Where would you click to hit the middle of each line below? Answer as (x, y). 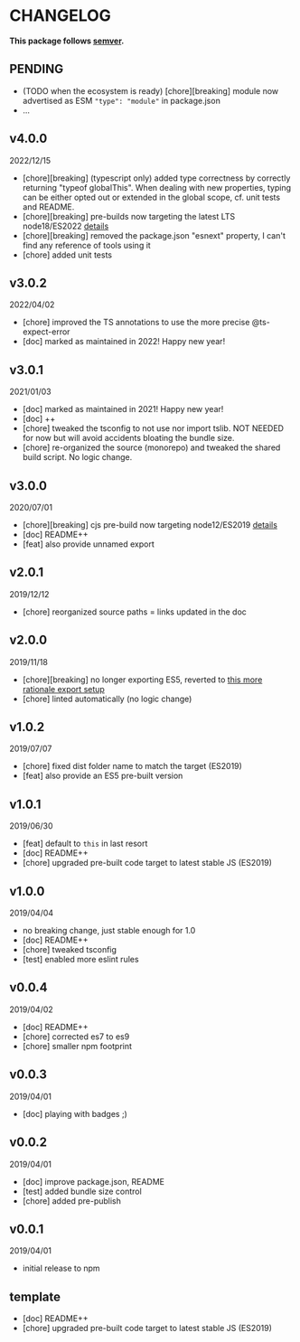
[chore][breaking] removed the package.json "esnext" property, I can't (154, 235)
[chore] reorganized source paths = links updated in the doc (134, 612)
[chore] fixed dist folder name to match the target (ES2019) (132, 766)
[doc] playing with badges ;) (75, 1113)
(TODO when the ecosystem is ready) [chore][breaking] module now (150, 90)
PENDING (37, 69)
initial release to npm (61, 1268)
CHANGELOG (60, 16)
